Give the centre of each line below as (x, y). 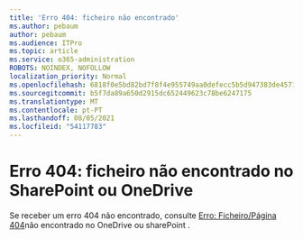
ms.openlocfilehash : (48, 85)
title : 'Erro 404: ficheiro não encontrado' (94, 18)
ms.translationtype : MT (54, 101)
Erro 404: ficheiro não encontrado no (151, 171)
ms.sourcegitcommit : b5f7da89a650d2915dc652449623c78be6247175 (131, 93)
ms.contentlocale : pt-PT (56, 110)
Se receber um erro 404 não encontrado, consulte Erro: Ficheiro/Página (143, 215)
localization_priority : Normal (68, 77)
